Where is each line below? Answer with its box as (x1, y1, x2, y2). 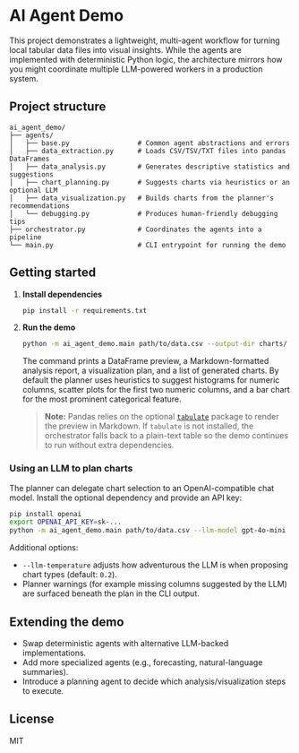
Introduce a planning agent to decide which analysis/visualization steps (21, 676, 286, 687)
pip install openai (9, 509, 82, 518)
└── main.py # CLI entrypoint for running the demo (9, 240, 286, 249)
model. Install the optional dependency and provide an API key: (9, 492, 243, 503)
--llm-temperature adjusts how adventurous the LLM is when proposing (21, 559, 288, 570)
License (9, 712, 55, 727)
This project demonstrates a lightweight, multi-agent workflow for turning (9, 35, 280, 46)
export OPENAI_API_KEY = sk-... (9, 517, 123, 527)
